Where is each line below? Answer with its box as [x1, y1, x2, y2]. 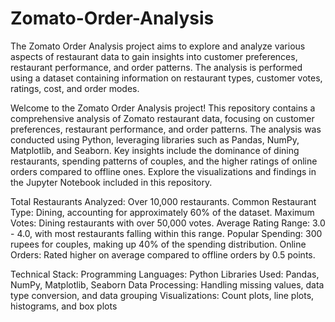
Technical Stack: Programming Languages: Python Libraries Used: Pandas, [10, 268, 320, 280]
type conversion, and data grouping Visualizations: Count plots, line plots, [10, 289, 315, 301]
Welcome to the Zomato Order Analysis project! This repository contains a [10, 102, 316, 114]
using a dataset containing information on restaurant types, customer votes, [10, 72, 323, 84]
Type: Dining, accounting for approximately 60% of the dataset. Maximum [10, 206, 315, 218]
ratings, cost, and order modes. [10, 82, 140, 94]
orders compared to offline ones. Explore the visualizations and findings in [10, 165, 317, 177]
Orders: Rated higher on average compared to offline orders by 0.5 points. [10, 248, 316, 261]
